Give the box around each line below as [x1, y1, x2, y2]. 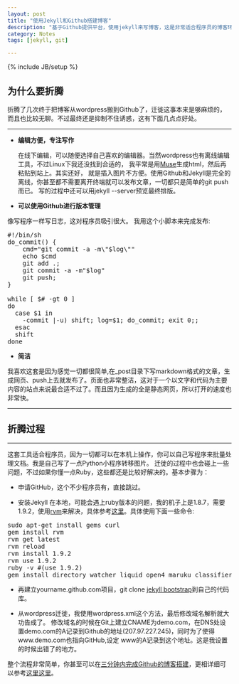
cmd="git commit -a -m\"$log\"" [22, 245, 135, 253]
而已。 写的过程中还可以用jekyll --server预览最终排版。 [17, 186, 180, 195]
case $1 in [14, 309, 53, 317]
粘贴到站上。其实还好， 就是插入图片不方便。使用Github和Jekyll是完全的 [17, 169, 231, 177]
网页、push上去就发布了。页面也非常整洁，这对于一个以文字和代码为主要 [13, 375, 228, 384]
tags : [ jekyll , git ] [7, 37, 69, 44]
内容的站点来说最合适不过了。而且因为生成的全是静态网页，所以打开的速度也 [7, 385, 232, 393]
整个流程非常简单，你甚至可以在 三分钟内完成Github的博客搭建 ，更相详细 [7, 659, 221, 668]
